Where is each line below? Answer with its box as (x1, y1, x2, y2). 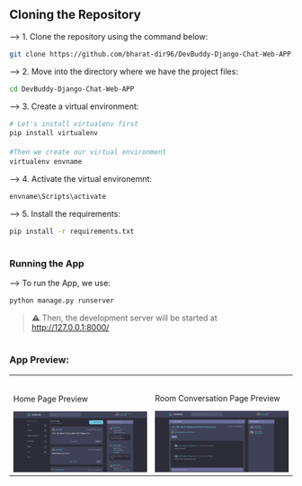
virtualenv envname (9, 157, 83, 166)
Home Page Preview (13, 393, 88, 404)
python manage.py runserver (9, 296, 115, 305)
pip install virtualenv (9, 129, 99, 138)
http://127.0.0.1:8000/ (31, 322, 110, 333)
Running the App (9, 256, 84, 269)
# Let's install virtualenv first (9, 119, 139, 129)
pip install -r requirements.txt (9, 227, 135, 236)
